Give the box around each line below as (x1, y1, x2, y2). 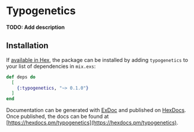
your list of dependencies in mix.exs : (6, 62, 96, 70)
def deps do (6, 74, 36, 80)
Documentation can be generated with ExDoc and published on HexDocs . (6, 107, 186, 114)
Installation (6, 41, 49, 51)
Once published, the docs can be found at (6, 113, 109, 120)
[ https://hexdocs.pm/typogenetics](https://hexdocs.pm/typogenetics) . (6, 119, 179, 126)
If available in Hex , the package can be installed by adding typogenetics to (6, 56, 189, 63)
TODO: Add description (6, 24, 65, 31)
